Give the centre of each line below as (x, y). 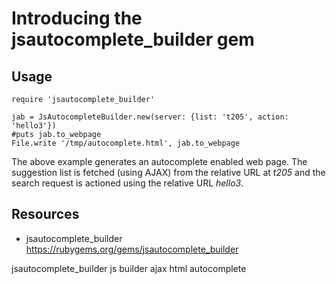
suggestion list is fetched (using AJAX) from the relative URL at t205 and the (168, 172)
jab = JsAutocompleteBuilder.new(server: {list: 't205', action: (150, 117)
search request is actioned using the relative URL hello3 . (127, 183)
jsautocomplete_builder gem (133, 39)
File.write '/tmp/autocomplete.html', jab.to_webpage (126, 143)
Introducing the (77, 18)
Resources (45, 214)
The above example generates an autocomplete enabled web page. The (159, 161)
